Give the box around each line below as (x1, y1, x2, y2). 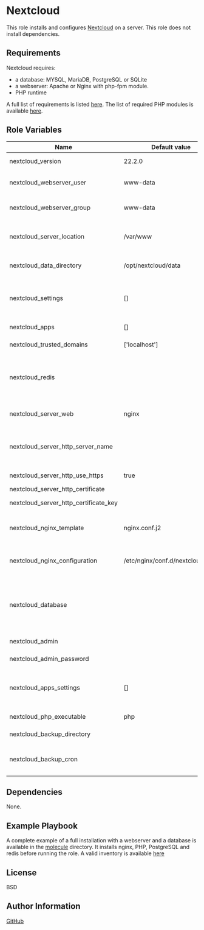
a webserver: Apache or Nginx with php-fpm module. (15, 82, 149, 89)
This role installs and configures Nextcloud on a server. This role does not (6, 24, 191, 31)
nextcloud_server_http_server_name (9, 442, 114, 450)
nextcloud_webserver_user (9, 178, 87, 186)
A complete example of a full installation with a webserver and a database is (6, 837, 197, 844)
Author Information (6, 901, 81, 912)
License (6, 867, 37, 878)
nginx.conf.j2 (123, 523, 161, 532)
